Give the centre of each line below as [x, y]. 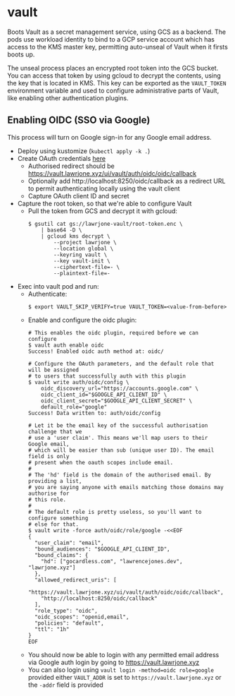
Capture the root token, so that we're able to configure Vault [104, 203]
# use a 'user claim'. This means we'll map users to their [118, 438]
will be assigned [53, 370]
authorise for [49, 493]
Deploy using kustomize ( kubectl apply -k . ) [84, 151]
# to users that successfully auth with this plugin [107, 376]
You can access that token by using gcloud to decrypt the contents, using [114, 76]
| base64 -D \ [62, 230]
